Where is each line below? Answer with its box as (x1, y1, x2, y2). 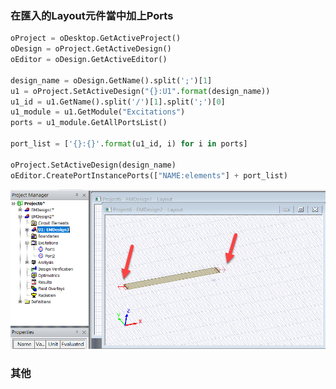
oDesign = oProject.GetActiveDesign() (10, 44, 172, 54)
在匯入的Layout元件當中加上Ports (10, 8, 174, 22)
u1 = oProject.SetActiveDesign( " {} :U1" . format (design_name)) (10, 86, 271, 96)
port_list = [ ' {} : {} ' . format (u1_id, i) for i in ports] (10, 139, 248, 149)
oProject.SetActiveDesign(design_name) (10, 160, 177, 170)
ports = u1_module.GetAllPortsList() (10, 118, 168, 128)
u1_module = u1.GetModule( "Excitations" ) (10, 107, 186, 117)
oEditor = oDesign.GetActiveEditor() (10, 55, 168, 65)
